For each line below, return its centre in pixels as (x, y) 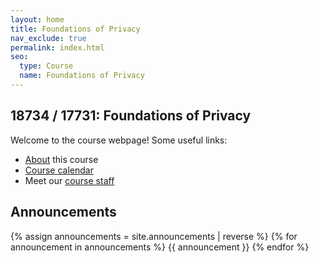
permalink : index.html (57, 47)
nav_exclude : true (48, 38)
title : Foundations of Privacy (75, 29)
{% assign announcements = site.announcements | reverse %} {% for (154, 236)
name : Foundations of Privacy (82, 76)
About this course (61, 159)
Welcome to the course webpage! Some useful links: (119, 140)
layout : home (37, 19)
